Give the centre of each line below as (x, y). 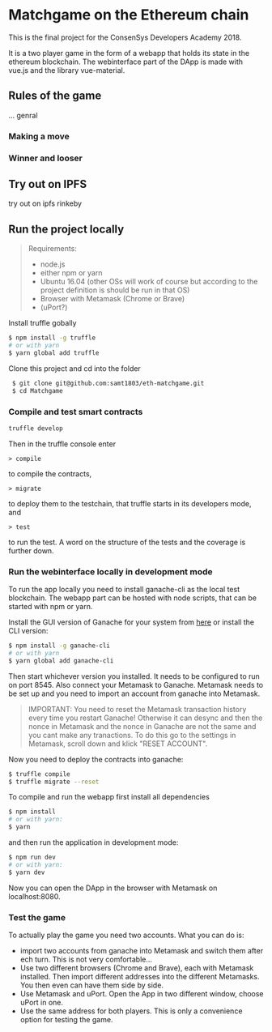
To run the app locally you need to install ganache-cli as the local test (124, 590)
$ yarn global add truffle (54, 353)
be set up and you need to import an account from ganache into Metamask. (134, 693)
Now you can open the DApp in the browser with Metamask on (113, 888)
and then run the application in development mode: (93, 842)
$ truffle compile (39, 774)
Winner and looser (45, 158)
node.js (53, 264)
